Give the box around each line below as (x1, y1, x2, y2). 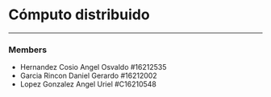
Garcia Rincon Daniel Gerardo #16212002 (19, 71, 157, 81)
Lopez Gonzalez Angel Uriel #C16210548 (19, 79, 157, 89)
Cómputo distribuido (8, 6, 151, 24)
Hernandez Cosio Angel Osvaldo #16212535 (19, 63, 167, 72)
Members (8, 44, 47, 55)
